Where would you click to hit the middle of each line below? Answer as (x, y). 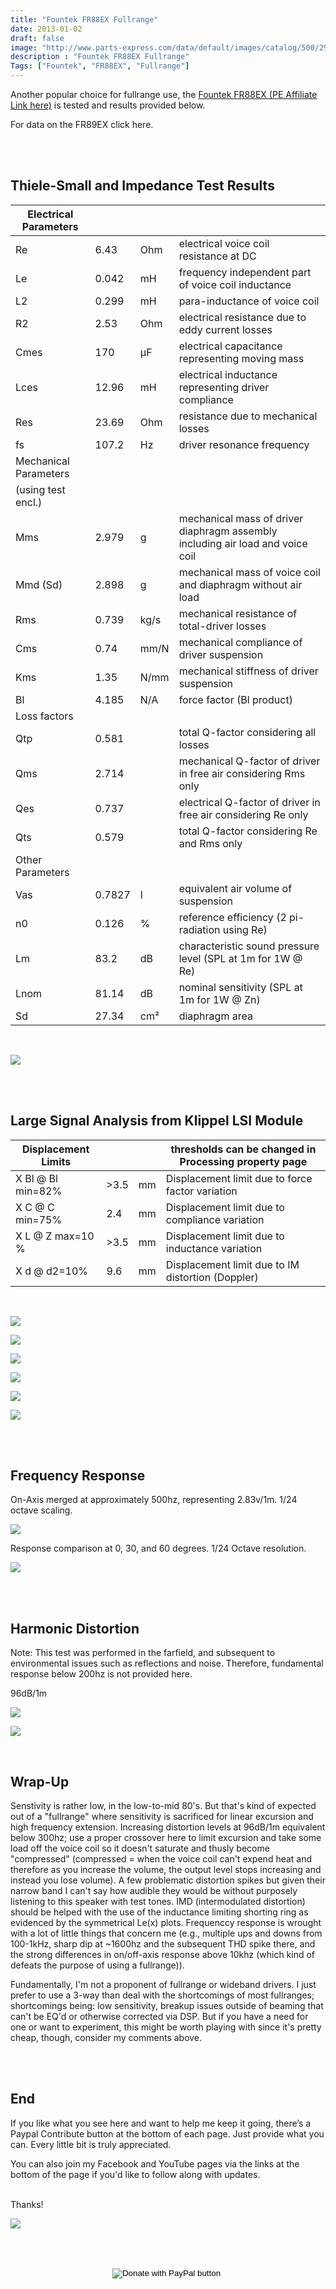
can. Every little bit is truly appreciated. (91, 2144)
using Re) (245, 929)
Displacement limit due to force (239, 1178)
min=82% (39, 1191)
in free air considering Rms (242, 773)
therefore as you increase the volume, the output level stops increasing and (166, 1870)
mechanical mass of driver (241, 518)
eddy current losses (225, 329)
